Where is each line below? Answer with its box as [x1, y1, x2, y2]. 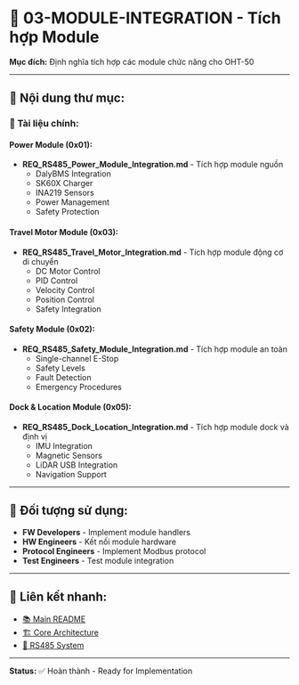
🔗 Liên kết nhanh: [9, 590, 108, 605]
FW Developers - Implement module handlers [21, 526, 191, 537]
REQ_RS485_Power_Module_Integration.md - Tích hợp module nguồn [21, 159, 284, 170]
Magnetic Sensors [35, 450, 102, 461]
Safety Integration [35, 303, 102, 314]
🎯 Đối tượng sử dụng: [9, 503, 129, 518]
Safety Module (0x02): [9, 324, 95, 335]
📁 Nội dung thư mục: [9, 91, 125, 106]
